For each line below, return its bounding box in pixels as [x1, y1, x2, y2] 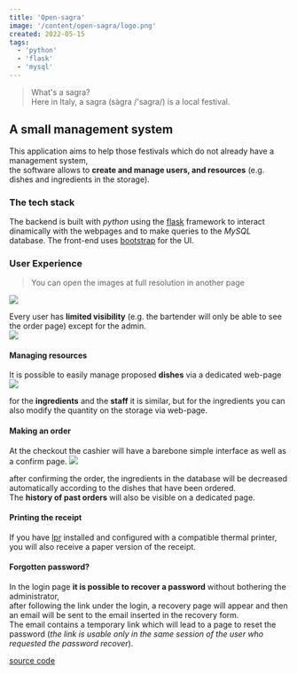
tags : [9, 37, 29, 47]
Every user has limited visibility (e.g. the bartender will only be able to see [9, 312, 282, 322]
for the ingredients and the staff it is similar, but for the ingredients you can [9, 396, 285, 407]
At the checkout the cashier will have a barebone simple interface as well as [9, 445, 286, 456]
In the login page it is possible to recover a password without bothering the [9, 582, 286, 592]
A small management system [9, 122, 174, 138]
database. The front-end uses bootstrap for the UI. [9, 234, 195, 245]
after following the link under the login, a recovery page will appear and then [9, 600, 288, 611]
